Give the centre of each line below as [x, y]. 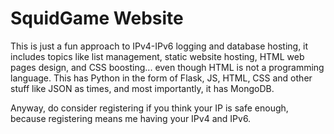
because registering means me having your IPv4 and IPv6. [131, 118]
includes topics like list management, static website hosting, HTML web [157, 56]
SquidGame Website [97, 18]
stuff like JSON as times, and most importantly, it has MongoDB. [142, 88]
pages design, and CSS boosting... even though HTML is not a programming [167, 67]
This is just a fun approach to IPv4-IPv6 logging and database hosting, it [159, 46]
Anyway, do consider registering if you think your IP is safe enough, [149, 108]
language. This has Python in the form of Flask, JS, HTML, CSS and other [161, 78]
